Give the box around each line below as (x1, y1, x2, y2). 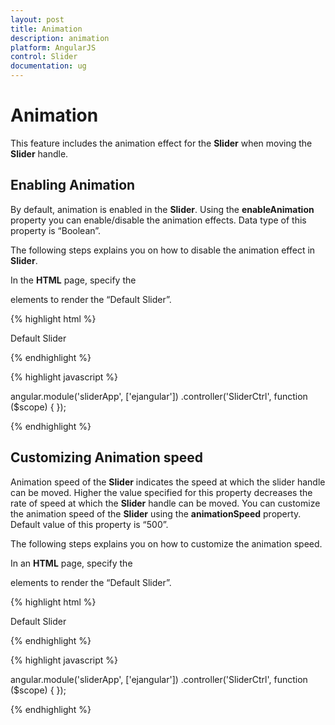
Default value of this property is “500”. (10, 518, 169, 530)
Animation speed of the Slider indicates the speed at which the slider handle (10, 476, 326, 488)
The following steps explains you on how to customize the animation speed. (10, 537, 323, 550)
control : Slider (10, 52, 78, 62)
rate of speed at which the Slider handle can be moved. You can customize (10, 497, 321, 509)
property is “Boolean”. (10, 224, 102, 236)
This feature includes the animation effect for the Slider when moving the (10, 137, 313, 149)
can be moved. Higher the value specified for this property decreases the (10, 486, 313, 498)
